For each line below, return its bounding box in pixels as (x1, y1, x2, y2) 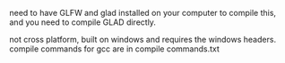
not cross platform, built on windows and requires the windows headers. (9, 35, 276, 44)
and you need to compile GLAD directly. (9, 17, 157, 28)
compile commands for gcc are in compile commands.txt (9, 43, 220, 54)
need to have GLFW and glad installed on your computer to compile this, (9, 8, 276, 18)
